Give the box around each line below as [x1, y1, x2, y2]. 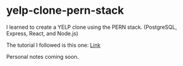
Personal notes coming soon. [6, 53, 79, 60]
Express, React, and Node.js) [6, 29, 79, 37]
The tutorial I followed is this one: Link [6, 41, 101, 49]
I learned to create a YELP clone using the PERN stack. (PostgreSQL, [6, 23, 177, 31]
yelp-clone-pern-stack [6, 4, 124, 17]
